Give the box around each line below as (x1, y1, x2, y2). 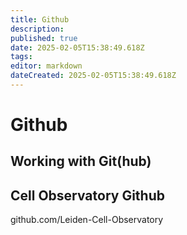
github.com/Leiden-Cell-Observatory (10, 214, 164, 226)
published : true (10, 33, 78, 43)
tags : (10, 52, 33, 62)
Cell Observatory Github (10, 187, 165, 204)
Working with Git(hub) (10, 153, 152, 170)
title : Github (10, 14, 70, 25)
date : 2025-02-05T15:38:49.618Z (10, 42, 145, 53)
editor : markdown (10, 61, 83, 71)
